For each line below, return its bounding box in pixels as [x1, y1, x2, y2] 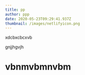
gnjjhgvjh [5, 44, 24, 50]
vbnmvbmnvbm [5, 61, 71, 73]
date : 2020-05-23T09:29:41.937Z [5, 16, 71, 21]
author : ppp [5, 12, 29, 17]
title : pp [5, 7, 26, 12]
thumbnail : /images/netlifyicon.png [5, 21, 80, 26]
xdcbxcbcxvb [5, 35, 32, 40]
